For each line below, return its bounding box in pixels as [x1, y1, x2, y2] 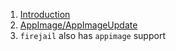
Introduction [19, 9, 71, 20]
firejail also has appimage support [19, 30, 166, 41]
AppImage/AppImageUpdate [19, 19, 138, 31]
